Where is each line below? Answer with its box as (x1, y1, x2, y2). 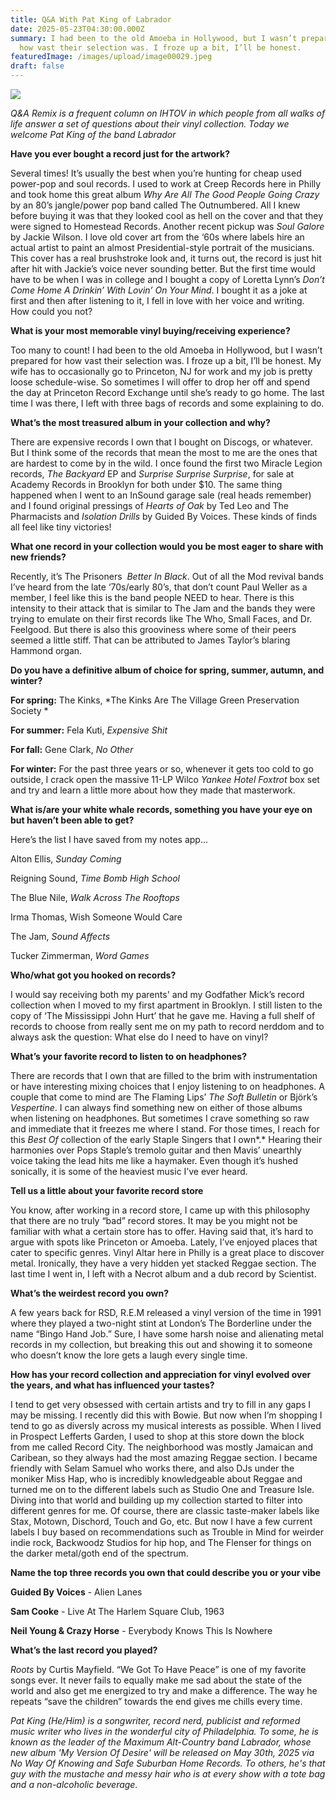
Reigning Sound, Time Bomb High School (10, 872, 180, 884)
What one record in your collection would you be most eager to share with (10, 541, 324, 552)
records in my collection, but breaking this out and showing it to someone (10, 1339, 313, 1350)
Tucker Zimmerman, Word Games (10, 950, 150, 961)
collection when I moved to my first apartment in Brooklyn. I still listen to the (10, 999, 323, 1011)
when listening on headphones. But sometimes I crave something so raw (10, 1112, 310, 1124)
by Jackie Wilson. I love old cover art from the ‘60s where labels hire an (10, 231, 305, 243)
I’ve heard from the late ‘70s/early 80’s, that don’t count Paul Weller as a (10, 581, 308, 593)
